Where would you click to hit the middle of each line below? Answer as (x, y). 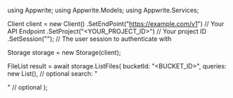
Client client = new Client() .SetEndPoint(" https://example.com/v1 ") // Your (116, 24)
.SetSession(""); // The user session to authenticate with (90, 39)
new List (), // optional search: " (52, 74)
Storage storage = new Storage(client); (64, 53)
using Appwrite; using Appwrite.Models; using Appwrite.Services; (103, 10)
